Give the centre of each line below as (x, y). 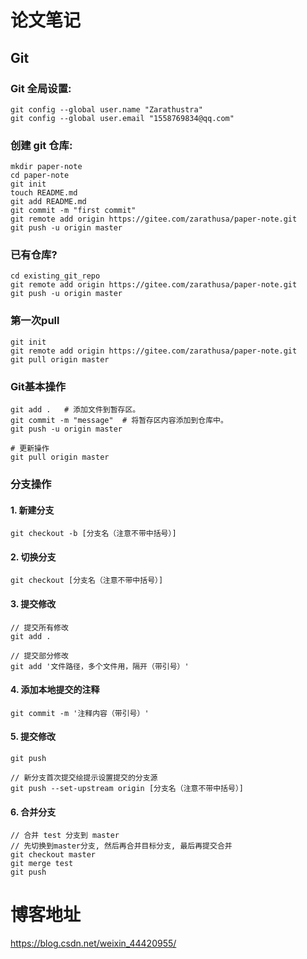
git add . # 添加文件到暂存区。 (75, 410)
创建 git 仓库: (41, 145)
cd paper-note (40, 176)
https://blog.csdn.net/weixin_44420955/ (93, 943)
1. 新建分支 (32, 510)
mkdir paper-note (46, 167)
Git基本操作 (38, 386)
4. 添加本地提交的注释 (55, 690)
